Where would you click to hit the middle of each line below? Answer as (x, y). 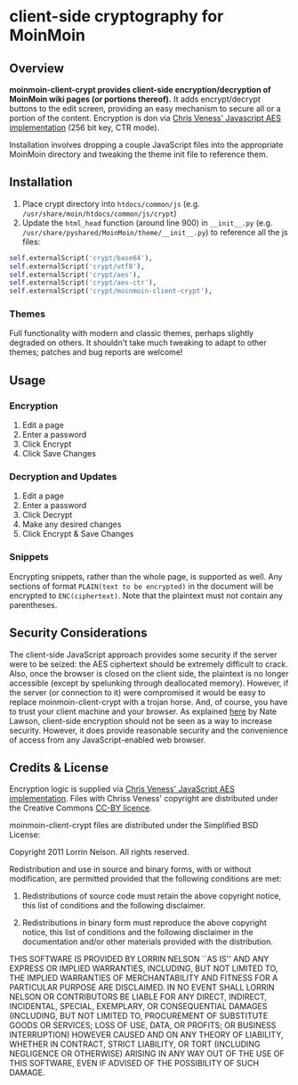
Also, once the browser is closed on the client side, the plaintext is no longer (149, 673)
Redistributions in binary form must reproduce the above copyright (144, 923)
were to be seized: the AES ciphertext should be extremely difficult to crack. (149, 664)
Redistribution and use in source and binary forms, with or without (130, 869)
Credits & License (59, 767)
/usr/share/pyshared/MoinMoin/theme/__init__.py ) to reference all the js (155, 232)
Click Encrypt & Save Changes (78, 534)
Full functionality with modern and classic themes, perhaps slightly (132, 333)
